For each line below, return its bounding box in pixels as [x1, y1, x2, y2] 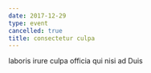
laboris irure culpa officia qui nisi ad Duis [8, 56, 143, 66]
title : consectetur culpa [8, 34, 95, 43]
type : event [8, 19, 48, 27]
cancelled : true [8, 26, 63, 34]
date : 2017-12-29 [8, 11, 67, 20]
